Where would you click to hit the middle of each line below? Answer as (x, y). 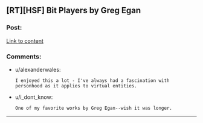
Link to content (25, 41)
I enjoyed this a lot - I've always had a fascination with (92, 80)
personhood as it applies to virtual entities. (76, 86)
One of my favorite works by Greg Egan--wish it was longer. (94, 108)
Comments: (24, 56)
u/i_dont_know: (34, 97)
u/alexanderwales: (38, 69)
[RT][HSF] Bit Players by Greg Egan (73, 11)
